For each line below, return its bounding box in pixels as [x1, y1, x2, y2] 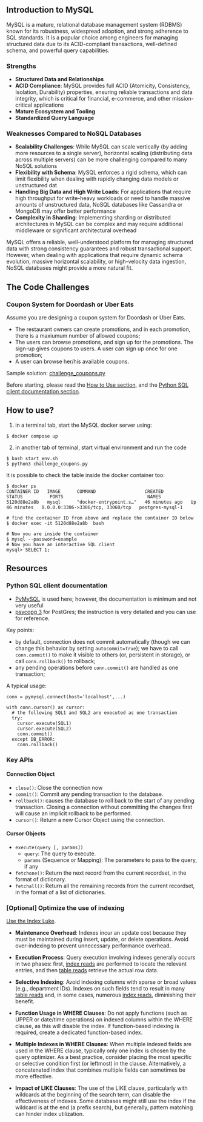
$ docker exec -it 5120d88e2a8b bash [6, 520, 104, 526]
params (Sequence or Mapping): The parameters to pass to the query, [24, 856, 198, 863]
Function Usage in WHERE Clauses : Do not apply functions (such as [15, 1009, 187, 1017]
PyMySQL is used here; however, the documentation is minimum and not [15, 595, 197, 603]
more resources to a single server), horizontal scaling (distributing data [15, 150, 193, 157]
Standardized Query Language [15, 115, 95, 122]
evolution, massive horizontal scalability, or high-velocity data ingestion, [6, 258, 187, 265]
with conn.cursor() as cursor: [6, 704, 85, 710]
